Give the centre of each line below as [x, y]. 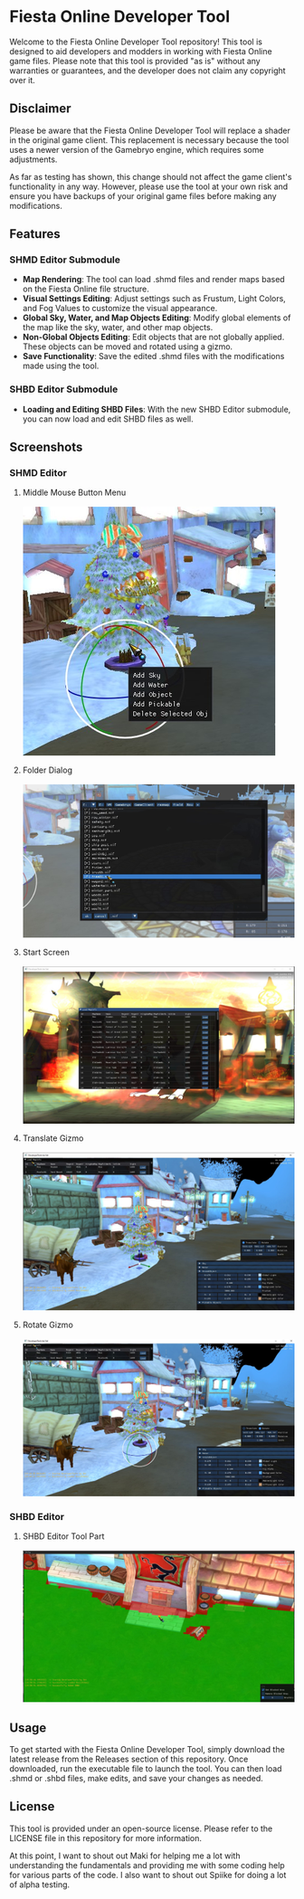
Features [35, 234]
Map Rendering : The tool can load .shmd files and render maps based [153, 280]
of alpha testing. [40, 1885]
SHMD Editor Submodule [65, 260]
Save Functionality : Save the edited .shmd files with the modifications [153, 356]
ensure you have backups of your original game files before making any [143, 195]
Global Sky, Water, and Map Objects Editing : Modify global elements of [157, 318]
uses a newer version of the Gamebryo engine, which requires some [137, 149]
